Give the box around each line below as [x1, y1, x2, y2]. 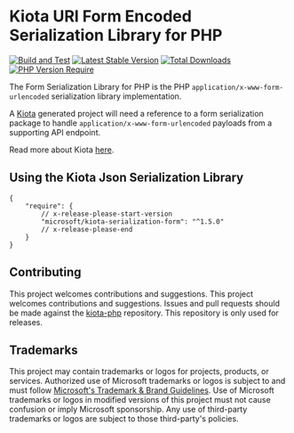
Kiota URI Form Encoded [9, 6, 193, 27]
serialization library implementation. [51, 91, 182, 102]
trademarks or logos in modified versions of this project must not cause [9, 395, 271, 405]
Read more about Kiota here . [9, 144, 115, 155]
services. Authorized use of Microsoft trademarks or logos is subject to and [9, 376, 286, 387]
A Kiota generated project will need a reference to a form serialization [9, 108, 264, 118]
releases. [9, 316, 43, 327]
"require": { [25, 201, 74, 210]
